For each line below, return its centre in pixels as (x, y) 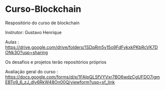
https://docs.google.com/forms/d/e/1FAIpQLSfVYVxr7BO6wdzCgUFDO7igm (82, 77)
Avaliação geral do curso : (32, 71)
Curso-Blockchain (43, 9)
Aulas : (12, 42)
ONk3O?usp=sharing (27, 52)
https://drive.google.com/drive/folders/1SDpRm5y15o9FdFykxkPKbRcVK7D (82, 47)
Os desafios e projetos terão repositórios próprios (56, 62)
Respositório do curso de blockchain (42, 23)
